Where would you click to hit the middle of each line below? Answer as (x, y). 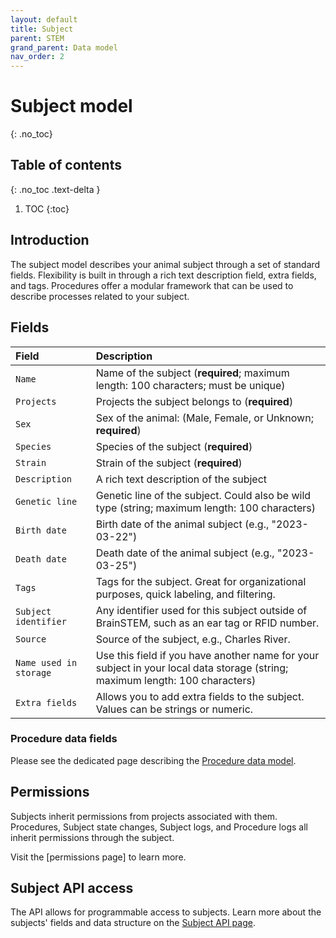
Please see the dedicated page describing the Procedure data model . (153, 760)
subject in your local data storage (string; (192, 668)
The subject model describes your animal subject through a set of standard (165, 264)
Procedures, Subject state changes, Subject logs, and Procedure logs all (159, 827)
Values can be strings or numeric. (174, 709)
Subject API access (72, 888)
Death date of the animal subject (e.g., (185, 553)
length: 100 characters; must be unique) (190, 385)
